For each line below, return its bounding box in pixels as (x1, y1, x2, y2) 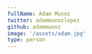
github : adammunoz (7, 23, 61, 30)
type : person (7, 36, 46, 43)
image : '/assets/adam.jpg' (7, 29, 86, 37)
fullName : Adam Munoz (7, 10, 71, 18)
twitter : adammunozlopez (7, 17, 80, 24)
